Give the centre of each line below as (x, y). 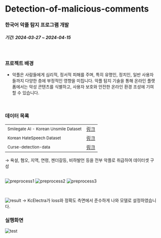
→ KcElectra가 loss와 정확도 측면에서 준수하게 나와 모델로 (77, 200)
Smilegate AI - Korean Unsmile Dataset (44, 129)
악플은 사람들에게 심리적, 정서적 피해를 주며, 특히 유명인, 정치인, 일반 (76, 75)
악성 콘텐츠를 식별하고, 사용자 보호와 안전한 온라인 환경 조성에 (87, 87)
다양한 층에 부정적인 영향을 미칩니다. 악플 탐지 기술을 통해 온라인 (86, 81)
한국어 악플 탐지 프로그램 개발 (37, 25)
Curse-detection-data (29, 147)
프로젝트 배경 (19, 63)
